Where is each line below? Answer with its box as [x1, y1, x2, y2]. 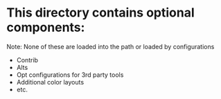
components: [6, 19, 85, 35]
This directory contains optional [6, 5, 195, 21]
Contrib [16, 55, 39, 64]
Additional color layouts [16, 78, 85, 86]
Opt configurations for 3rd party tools [16, 71, 124, 79]
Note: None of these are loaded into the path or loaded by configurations [6, 42, 215, 51]
